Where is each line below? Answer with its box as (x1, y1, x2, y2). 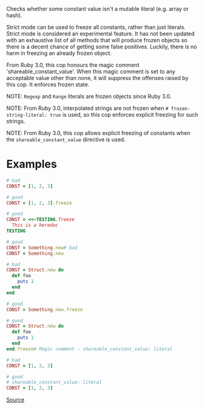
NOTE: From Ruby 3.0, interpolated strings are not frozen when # (6, 105, 169, 112)
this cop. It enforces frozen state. (6, 81, 90, 88)
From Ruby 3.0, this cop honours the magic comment (6, 61, 139, 68)
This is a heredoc (12, 223, 59, 229)
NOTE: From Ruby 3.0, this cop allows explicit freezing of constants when (6, 130, 191, 136)
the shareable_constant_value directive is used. (6, 136, 126, 143)
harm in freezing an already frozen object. (6, 50, 112, 57)
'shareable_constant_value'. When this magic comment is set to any (6, 68, 175, 75)
